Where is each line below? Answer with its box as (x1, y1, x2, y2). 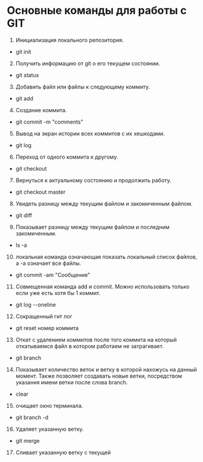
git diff (15, 212, 33, 219)
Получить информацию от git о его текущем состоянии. (15, 60, 161, 67)
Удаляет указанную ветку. (15, 425, 84, 432)
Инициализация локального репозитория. (15, 36, 124, 43)
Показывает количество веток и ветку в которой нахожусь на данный (15, 365, 197, 373)
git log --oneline (15, 301, 56, 308)
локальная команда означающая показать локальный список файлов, (15, 253, 198, 260)
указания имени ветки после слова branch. (15, 378, 128, 386)
